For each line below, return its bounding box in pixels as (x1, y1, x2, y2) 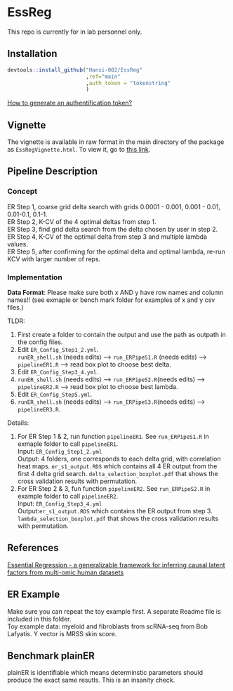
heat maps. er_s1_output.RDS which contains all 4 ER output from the (17, 462, 218, 470)
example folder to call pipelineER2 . (17, 492, 119, 501)
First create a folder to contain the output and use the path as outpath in (17, 331, 226, 339)
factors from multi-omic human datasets (7, 568, 124, 577)
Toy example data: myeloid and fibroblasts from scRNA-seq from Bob (7, 622, 208, 631)
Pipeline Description (7, 166, 98, 178)
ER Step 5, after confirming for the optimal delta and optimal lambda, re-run (7, 247, 226, 256)
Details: (7, 419, 29, 427)
